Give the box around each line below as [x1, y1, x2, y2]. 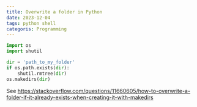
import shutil [6, 48, 43, 55]
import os [6, 43, 32, 49]
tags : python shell [6, 20, 56, 26]
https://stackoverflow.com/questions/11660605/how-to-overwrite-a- [17, 87, 191, 94]
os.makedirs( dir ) [6, 76, 51, 82]
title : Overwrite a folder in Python [6, 9, 103, 15]
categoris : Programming [6, 26, 67, 32]
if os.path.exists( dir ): [6, 64, 70, 71]
